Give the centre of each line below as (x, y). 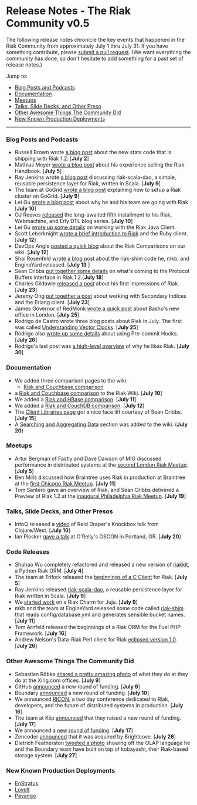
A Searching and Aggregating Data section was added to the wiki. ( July (101, 424)
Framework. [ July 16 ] (40, 633)
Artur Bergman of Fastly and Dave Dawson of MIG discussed (88, 458)
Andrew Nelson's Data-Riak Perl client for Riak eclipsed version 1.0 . (96, 640)
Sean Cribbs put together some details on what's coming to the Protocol (102, 271)
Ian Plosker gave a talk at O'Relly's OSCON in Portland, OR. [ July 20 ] (98, 537)
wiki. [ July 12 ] (31, 252)
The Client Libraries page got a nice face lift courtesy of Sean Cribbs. (98, 412)
